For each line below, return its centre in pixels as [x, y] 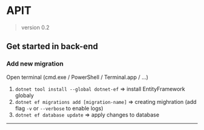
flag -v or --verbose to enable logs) [59, 108]
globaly [25, 95]
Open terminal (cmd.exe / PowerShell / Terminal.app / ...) [77, 77]
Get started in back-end [52, 46]
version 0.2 [35, 27]
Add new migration [35, 64]
